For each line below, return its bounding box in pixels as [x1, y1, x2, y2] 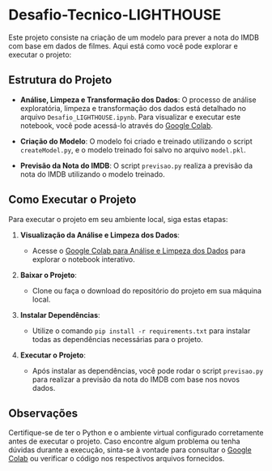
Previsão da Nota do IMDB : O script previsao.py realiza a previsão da [19, 161, 253, 170]
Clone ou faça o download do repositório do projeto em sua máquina [32, 285, 261, 295]
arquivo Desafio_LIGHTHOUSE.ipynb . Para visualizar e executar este [19, 112, 241, 122]
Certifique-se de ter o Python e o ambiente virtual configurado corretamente [8, 428, 264, 438]
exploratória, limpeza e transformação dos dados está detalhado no [19, 103, 247, 113]
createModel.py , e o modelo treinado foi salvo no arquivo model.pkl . [19, 144, 247, 155]
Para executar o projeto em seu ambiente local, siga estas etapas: [8, 214, 228, 224]
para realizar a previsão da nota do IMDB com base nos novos [32, 375, 240, 384]
